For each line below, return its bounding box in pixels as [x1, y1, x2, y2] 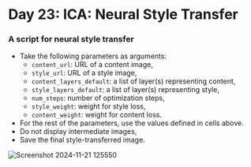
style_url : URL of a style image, [31, 69, 137, 78]
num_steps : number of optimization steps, [31, 93, 166, 103]
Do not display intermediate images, [19, 127, 137, 136]
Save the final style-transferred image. [19, 135, 146, 145]
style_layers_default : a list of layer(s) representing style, [31, 85, 219, 95]
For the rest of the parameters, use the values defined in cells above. [19, 118, 245, 128]
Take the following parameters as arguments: [19, 51, 167, 61]
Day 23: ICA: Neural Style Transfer [8, 6, 238, 24]
